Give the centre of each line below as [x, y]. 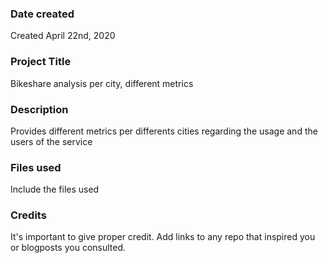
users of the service [51, 141]
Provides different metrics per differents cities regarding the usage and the [164, 131]
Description [39, 109]
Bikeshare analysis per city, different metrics [102, 83]
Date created [42, 14]
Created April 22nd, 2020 [63, 36]
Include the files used [55, 189]
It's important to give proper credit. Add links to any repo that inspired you [163, 237]
